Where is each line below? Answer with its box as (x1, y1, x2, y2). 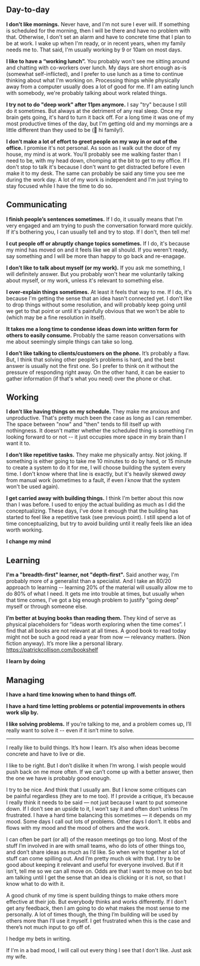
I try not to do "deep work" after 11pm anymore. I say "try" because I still (6, 101, 187, 108)
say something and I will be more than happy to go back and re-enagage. (6, 252, 186, 259)
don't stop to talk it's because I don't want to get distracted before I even (6, 163, 185, 170)
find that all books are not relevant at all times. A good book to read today (6, 627, 186, 634)
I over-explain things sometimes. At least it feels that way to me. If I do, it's (6, 288, 192, 295)
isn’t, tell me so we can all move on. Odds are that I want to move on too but (6, 867, 192, 875)
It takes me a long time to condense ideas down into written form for (6, 325, 179, 332)
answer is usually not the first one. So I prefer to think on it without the (6, 362, 179, 369)
